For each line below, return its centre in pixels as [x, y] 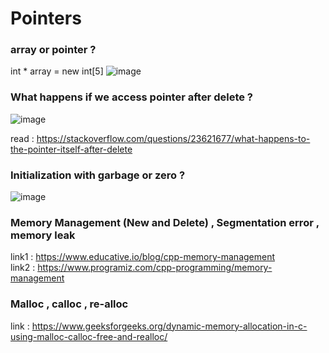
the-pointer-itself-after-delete [71, 149]
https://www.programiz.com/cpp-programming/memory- [155, 268]
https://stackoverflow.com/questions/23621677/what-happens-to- [173, 138]
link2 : [23, 268]
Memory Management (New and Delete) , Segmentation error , [165, 222]
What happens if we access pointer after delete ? [131, 97]
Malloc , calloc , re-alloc [69, 304]
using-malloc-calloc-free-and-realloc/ [89, 336]
